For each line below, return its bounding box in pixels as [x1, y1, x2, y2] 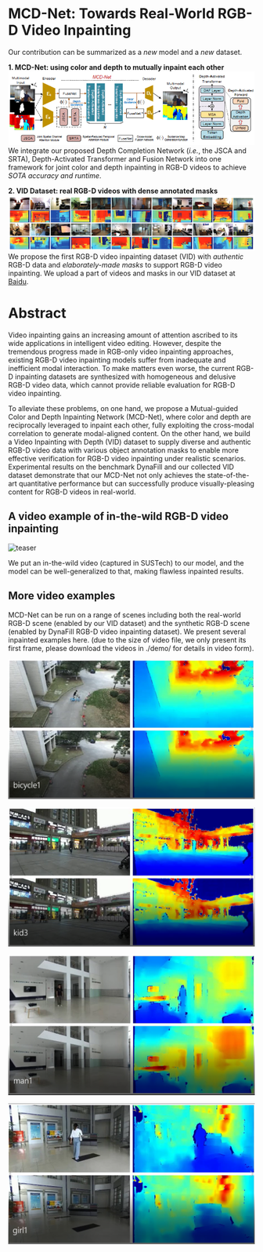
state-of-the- [207, 471, 250, 480]
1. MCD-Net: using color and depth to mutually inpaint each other [8, 62, 225, 71]
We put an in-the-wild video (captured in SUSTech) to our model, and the [8, 558, 244, 567]
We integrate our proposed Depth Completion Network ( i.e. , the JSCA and [8, 146, 247, 155]
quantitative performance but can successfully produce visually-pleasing [18, 479, 254, 489]
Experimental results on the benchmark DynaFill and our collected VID [8, 462, 235, 471]
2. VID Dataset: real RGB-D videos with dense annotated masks [8, 186, 218, 195]
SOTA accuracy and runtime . [8, 170, 102, 180]
